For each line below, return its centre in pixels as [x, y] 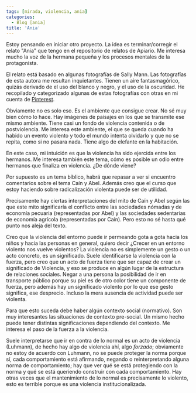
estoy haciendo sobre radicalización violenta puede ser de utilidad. [87, 189]
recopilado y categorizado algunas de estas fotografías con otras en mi [92, 93]
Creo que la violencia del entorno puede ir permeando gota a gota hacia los [97, 237]
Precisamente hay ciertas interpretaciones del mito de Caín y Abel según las [98, 201]
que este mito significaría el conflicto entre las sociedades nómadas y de [94, 207]
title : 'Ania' [23, 28]
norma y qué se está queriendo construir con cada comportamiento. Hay [94, 372]
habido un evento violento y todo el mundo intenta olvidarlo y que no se [92, 136]
